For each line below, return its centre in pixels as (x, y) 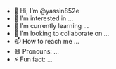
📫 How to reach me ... (46, 41)
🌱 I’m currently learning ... (51, 26)
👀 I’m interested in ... (44, 18)
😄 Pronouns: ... (37, 51)
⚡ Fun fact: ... (33, 59)
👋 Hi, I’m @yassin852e (46, 11)
